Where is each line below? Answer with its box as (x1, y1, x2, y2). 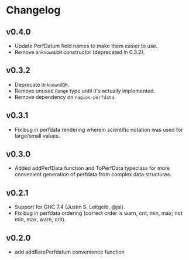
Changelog (6, 4, 61, 17)
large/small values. (14, 132, 60, 139)
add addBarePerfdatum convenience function (14, 248, 125, 255)
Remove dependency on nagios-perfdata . (14, 93, 116, 100)
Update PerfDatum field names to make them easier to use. (14, 42, 158, 49)
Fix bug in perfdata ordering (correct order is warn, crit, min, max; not (14, 210, 183, 217)
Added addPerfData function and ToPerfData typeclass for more (14, 165, 170, 172)
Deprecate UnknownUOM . (14, 81, 70, 88)
